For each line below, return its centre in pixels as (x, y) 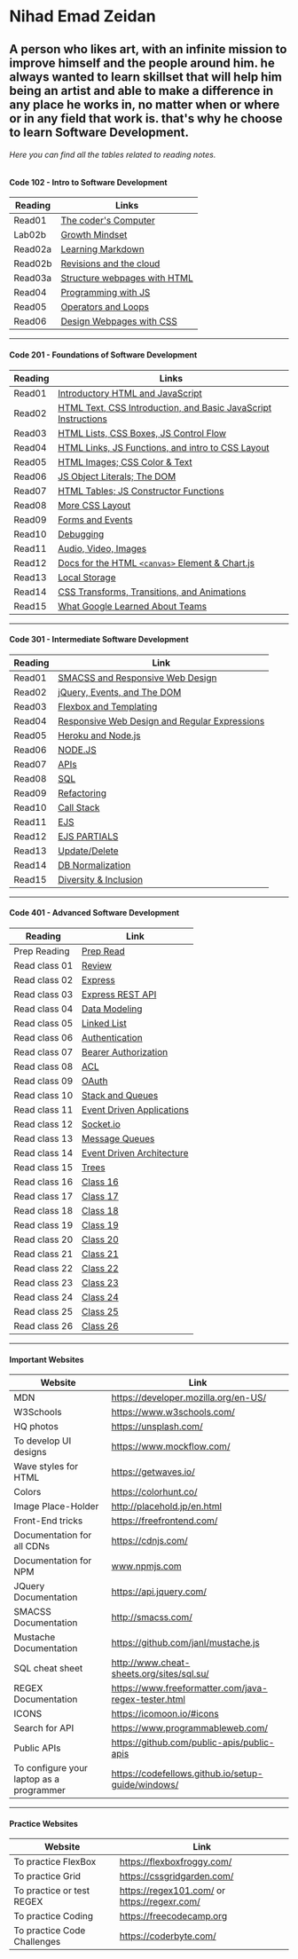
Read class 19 (43, 1225)
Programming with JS (106, 293)
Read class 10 (43, 1095)
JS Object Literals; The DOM (117, 476)
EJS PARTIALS (88, 836)
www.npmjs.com (146, 1566)
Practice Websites (43, 1823)
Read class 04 (43, 1009)
